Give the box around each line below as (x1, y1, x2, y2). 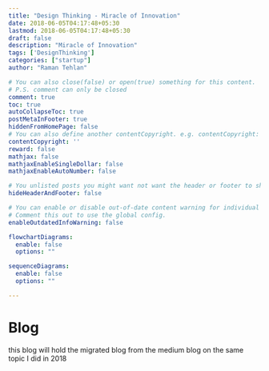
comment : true (8, 93, 56, 101)
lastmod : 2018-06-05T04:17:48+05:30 (8, 26, 130, 34)
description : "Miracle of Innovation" (8, 42, 138, 50)
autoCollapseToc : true (8, 108, 84, 116)
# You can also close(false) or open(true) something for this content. (8, 78, 256, 86)
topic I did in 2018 (8, 353, 67, 363)
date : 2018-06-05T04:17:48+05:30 (8, 19, 120, 27)
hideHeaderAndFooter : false (8, 189, 102, 197)
